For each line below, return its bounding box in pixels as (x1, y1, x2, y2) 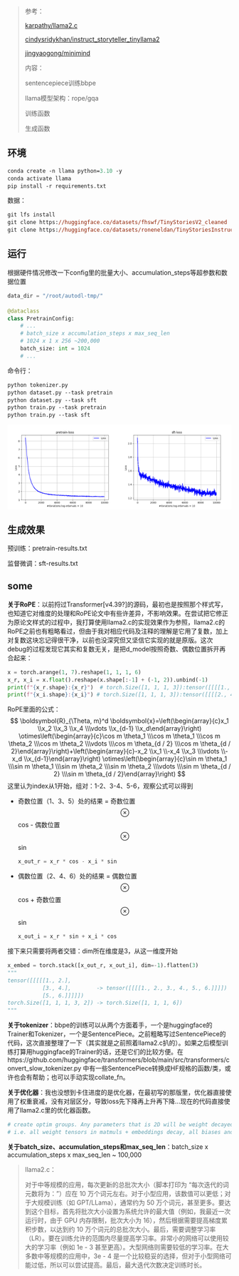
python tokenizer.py (7, 381, 69, 388)
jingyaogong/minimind (24, 49, 91, 57)
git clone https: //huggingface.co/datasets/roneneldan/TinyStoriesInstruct (7, 226, 237, 234)
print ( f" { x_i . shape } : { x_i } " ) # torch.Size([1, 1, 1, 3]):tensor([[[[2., (7, 692, 228, 699)
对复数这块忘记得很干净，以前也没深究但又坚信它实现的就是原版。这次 (7, 635, 213, 644)
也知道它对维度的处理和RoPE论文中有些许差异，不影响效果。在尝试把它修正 (7, 609, 229, 617)
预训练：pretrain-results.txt (7, 544, 87, 552)
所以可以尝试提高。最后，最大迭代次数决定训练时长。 (49, 1260, 206, 1269)
